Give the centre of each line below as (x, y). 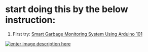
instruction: (30, 20)
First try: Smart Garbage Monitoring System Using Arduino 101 (78, 34)
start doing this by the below (67, 9)
